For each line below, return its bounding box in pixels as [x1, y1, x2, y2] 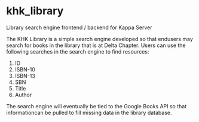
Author [14, 91, 32, 98]
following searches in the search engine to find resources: [6, 48, 149, 55]
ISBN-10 [14, 65, 36, 73]
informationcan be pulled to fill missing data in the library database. [6, 109, 172, 116]
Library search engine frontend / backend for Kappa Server [6, 24, 152, 31]
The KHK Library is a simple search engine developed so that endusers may [6, 35, 193, 42]
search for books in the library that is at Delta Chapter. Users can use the [6, 42, 186, 49]
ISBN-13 [14, 72, 36, 79]
